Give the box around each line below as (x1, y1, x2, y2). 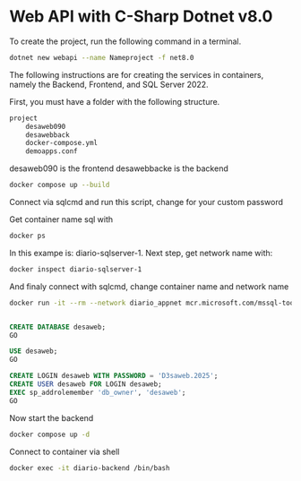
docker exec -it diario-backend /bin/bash (9, 463, 170, 472)
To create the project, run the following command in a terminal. (9, 36, 242, 47)
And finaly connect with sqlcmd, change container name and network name (9, 280, 289, 292)
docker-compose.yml (25, 139, 99, 148)
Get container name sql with (9, 214, 114, 225)
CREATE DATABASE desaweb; (9, 322, 106, 331)
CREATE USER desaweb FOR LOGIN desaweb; (9, 380, 163, 389)
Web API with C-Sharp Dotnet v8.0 (9, 6, 273, 27)
